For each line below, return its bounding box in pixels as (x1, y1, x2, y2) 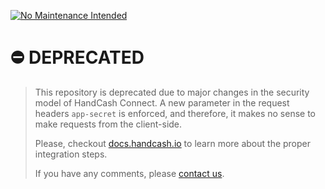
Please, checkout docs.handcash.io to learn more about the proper (34, 137, 312, 149)
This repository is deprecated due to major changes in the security (34, 86, 310, 98)
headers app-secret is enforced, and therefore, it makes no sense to (34, 107, 317, 119)
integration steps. (34, 148, 108, 160)
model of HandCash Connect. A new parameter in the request (34, 96, 290, 109)
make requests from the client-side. (34, 118, 183, 130)
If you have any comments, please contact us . (34, 167, 225, 179)
